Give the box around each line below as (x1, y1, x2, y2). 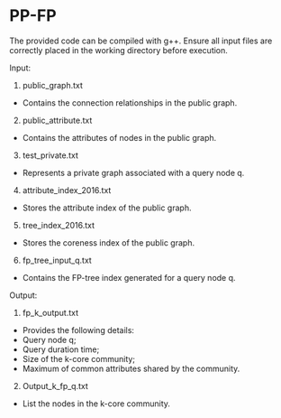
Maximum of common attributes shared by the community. (22, 363, 240, 374)
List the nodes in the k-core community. (22, 398, 171, 409)
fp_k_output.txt (22, 307, 79, 318)
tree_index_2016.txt (22, 219, 95, 230)
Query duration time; (22, 344, 100, 355)
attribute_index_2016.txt (22, 184, 112, 195)
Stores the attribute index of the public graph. (22, 202, 192, 213)
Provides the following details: (22, 324, 135, 335)
